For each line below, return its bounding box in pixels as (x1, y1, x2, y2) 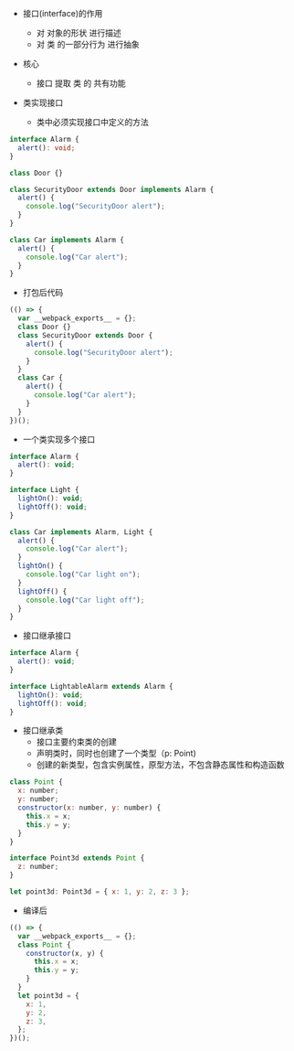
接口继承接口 (22, 630, 71, 641)
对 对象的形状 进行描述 (36, 27, 121, 38)
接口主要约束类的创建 (36, 736, 117, 747)
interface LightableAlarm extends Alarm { (9, 681, 173, 691)
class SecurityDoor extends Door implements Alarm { (9, 185, 215, 194)
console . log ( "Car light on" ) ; (26, 570, 142, 579)
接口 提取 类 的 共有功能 (36, 78, 126, 89)
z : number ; (17, 863, 59, 872)
